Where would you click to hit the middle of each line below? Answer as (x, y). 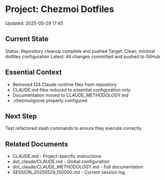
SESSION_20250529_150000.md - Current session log (69, 172)
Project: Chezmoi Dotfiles (60, 9)
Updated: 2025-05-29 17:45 (34, 23)
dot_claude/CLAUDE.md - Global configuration (61, 161)
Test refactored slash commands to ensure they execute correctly (73, 128)
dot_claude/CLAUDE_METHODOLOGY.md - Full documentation (78, 167)
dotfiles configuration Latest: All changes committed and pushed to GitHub (82, 56)
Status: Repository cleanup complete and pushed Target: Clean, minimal (80, 51)
